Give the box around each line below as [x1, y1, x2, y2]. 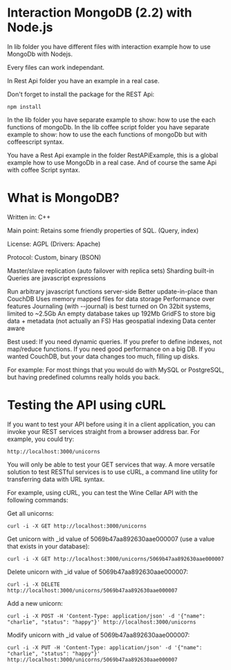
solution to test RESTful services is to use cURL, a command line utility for [7, 467, 218, 476]
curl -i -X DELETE [7, 581, 60, 588]
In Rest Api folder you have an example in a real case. [7, 76, 160, 84]
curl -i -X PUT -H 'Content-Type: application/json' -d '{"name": [7, 644, 203, 651]
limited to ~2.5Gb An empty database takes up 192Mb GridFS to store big [7, 309, 216, 318]
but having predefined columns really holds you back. [7, 372, 160, 381]
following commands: [7, 496, 68, 504]
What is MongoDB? [7, 190, 120, 206]
